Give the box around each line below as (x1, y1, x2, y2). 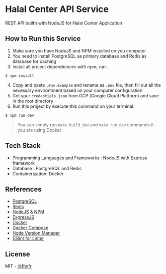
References (5, 185, 42, 193)
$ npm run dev (5, 113, 35, 118)
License (5, 250, 30, 258)
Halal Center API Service (5, 3, 109, 15)
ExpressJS (12, 214, 35, 220)
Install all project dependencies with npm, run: (12, 63, 107, 69)
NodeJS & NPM (12, 209, 45, 215)
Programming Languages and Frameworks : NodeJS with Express (12, 155, 148, 161)
